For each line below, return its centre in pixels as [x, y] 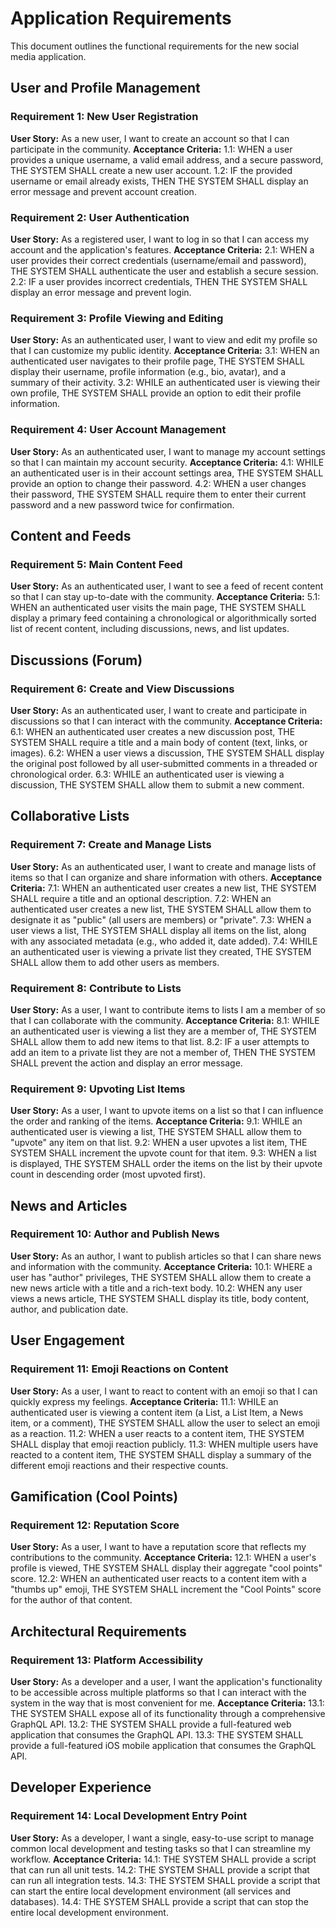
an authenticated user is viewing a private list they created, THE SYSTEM [161, 951]
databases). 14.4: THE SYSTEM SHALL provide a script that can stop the [159, 1901]
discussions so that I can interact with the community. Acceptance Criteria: [166, 721]
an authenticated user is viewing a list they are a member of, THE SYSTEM [163, 1031]
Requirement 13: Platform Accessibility [107, 1660]
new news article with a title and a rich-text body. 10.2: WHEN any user [156, 1288]
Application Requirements [121, 18]
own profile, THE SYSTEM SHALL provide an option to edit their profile [156, 393]
